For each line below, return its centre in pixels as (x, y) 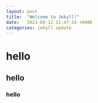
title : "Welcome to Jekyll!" (43, 17)
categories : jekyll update (39, 28)
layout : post (22, 11)
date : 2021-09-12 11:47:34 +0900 (49, 22)
